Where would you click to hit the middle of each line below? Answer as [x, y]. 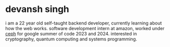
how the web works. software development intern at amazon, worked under [85, 28]
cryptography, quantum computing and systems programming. [71, 39]
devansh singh [37, 9]
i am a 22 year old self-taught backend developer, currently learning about [84, 23]
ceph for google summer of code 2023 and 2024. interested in [71, 33]
